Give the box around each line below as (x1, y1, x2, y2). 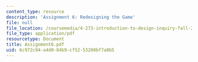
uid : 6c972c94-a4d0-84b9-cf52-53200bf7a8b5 (6, 47, 115, 53)
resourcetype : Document (6, 36, 65, 42)
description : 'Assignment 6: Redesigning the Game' (6, 14, 136, 20)
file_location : (6, 25, 44, 31)
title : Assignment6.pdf (6, 42, 65, 48)
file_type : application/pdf (6, 31, 75, 37)
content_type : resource (6, 8, 65, 15)
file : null (6, 19, 33, 25)
